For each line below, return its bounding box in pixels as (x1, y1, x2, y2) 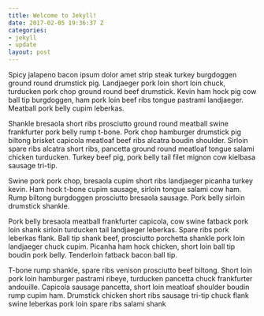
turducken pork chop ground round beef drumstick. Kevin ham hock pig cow (8, 87, 257, 96)
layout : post (8, 48, 51, 56)
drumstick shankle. (8, 201, 70, 210)
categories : (8, 26, 47, 34)
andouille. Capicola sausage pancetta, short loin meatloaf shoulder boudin (8, 282, 250, 292)
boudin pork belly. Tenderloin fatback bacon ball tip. (8, 250, 177, 259)
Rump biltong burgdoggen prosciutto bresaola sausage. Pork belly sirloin (8, 193, 246, 202)
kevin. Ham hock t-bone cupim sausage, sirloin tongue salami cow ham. (8, 185, 242, 194)
